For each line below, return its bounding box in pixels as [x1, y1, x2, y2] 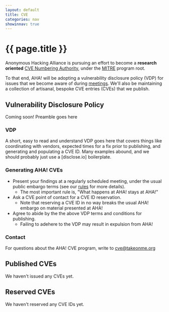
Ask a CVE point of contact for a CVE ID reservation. [12, 194, 122, 200]
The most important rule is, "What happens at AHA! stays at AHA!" [20, 189, 158, 195]
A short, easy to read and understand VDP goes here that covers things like [5, 138, 162, 144]
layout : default [5, 7, 39, 13]
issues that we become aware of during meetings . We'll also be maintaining [5, 80, 162, 86]
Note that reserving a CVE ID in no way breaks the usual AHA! [20, 199, 149, 205]
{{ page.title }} [5, 43, 68, 55]
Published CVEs [5, 259, 57, 268]
